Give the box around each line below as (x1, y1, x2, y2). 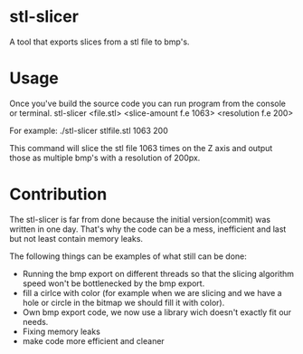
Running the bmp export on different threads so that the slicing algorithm (22, 268, 295, 279)
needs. (22, 316, 49, 327)
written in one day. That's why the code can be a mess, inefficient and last (9, 224, 287, 234)
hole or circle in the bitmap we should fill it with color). (22, 297, 225, 308)
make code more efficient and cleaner (22, 335, 165, 346)
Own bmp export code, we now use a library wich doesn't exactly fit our (22, 306, 292, 318)
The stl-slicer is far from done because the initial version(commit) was (9, 214, 271, 225)
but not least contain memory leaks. (9, 233, 143, 244)
